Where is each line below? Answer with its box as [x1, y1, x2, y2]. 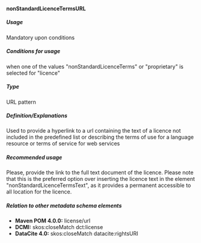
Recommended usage [6, 154, 63, 161]
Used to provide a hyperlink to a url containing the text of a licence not [6, 127, 181, 134]
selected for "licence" [6, 69, 60, 77]
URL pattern [6, 98, 36, 106]
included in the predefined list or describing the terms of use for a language [6, 133, 194, 141]
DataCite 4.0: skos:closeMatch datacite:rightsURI [14, 230, 138, 238]
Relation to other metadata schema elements [6, 202, 122, 209]
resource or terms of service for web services [6, 140, 120, 147]
